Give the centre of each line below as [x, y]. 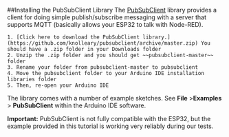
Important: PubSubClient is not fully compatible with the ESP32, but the [109, 119]
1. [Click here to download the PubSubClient [73, 37]
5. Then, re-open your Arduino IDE [58, 85]
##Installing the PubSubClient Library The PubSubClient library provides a [112, 10]
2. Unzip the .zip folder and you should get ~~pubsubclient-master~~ [110, 55]
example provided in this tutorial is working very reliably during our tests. [110, 126]
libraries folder [32, 79]
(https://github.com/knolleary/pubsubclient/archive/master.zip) [102, 43]
